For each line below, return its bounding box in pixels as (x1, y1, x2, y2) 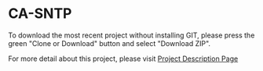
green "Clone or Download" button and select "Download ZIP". (8, 38, 210, 48)
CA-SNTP (8, 5, 72, 23)
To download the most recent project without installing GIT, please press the (8, 30, 255, 40)
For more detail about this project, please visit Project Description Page (8, 54, 239, 63)
